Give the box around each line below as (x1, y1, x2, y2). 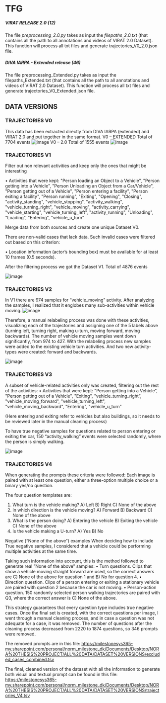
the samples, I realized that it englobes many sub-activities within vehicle (5, 302, 155, 308)
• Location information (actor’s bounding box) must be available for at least (5, 249, 159, 255)
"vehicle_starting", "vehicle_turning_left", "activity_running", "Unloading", (5, 209, 154, 215)
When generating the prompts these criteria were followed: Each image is (5, 472, 155, 478)
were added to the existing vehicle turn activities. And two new (5, 344, 134, 350)
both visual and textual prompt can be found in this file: (5, 672, 118, 677)
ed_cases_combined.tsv (5, 657, 55, 662)
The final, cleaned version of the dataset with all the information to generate (5, 666, 160, 672)
